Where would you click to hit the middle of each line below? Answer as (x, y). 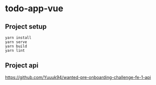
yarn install (18, 38)
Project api (22, 66)
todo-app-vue (34, 9)
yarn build (16, 46)
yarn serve (16, 42)
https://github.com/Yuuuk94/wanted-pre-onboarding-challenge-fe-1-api (78, 77)
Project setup (26, 27)
